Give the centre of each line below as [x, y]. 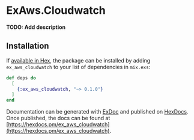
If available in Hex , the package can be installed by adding [78, 60]
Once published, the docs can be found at [58, 118]
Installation [28, 46]
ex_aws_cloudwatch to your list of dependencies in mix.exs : [78, 67]
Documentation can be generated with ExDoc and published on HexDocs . [97, 112]
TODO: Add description [36, 27]
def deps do [21, 78]
